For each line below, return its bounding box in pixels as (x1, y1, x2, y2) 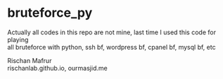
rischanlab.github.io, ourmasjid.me (7, 64, 108, 72)
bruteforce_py (7, 5, 93, 21)
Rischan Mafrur (7, 56, 52, 64)
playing (7, 35, 29, 43)
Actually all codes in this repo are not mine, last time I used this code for (7, 28, 217, 36)
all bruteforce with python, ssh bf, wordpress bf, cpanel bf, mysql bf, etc (7, 43, 216, 51)
